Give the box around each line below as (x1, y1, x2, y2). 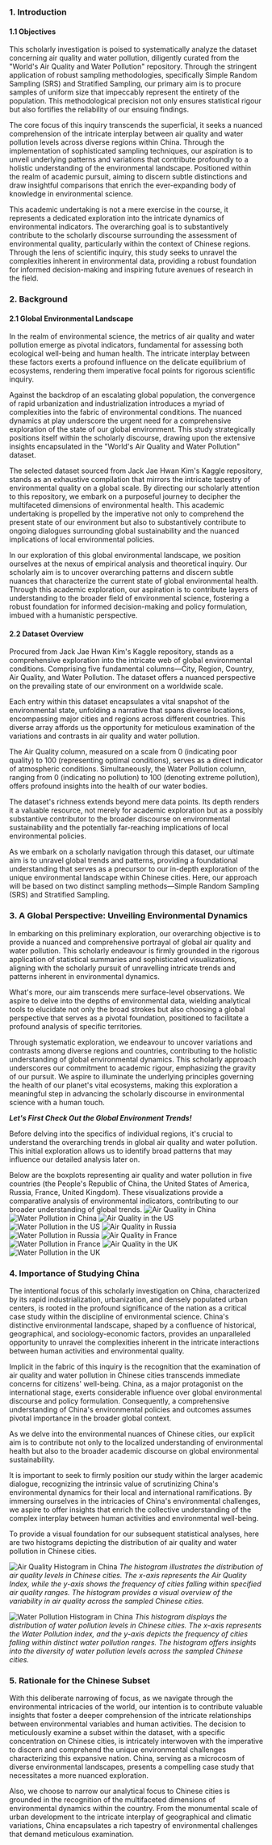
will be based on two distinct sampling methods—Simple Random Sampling (9, 881, 260, 891)
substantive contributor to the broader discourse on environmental (9, 814, 231, 824)
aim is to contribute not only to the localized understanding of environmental (9, 1438, 263, 1447)
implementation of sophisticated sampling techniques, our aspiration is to (9, 146, 253, 156)
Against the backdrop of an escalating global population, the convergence (9, 391, 256, 400)
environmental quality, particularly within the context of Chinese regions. (9, 239, 251, 249)
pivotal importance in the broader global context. (9, 1413, 172, 1423)
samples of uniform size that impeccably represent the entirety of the (9, 87, 241, 97)
